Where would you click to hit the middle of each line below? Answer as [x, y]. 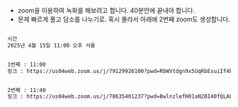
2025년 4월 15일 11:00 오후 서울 [51, 45]
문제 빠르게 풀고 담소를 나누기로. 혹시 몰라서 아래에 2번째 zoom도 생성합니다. [124, 19]
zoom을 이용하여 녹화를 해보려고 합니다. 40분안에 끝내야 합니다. [106, 10]
